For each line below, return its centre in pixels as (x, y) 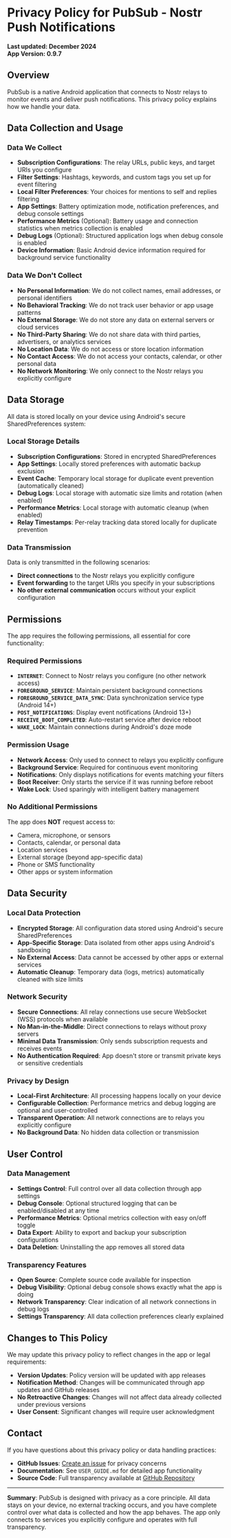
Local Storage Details (44, 442)
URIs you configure (44, 170)
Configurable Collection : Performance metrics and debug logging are (117, 1103)
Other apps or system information (65, 871)
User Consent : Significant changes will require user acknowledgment (115, 1411)
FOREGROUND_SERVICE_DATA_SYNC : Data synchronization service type (110, 698)
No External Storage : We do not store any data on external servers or (116, 319)
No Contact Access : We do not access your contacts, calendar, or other (120, 356)
